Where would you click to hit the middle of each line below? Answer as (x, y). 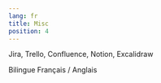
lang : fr (23, 16)
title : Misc (28, 24)
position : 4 (28, 31)
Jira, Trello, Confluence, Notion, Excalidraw (81, 55)
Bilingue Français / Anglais (53, 70)
